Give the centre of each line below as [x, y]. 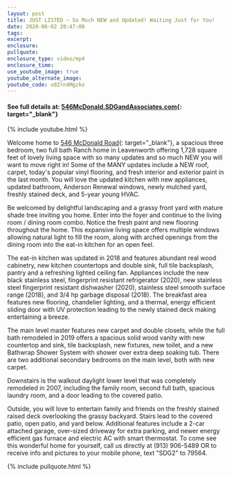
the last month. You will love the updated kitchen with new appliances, [107, 180]
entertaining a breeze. [39, 317]
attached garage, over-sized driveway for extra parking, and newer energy [114, 431]
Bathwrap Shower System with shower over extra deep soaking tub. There [113, 353]
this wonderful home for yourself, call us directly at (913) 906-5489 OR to [112, 446]
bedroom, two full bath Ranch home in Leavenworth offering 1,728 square [112, 150]
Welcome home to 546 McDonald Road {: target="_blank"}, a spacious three [115, 143]
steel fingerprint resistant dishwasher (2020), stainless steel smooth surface [116, 288]
